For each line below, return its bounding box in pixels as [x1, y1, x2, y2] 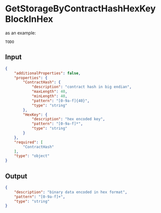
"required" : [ [14, 140, 43, 145]
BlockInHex [5, 13, 54, 25]
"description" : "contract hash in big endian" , [31, 85, 132, 90]
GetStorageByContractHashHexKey [5, 3, 156, 14]
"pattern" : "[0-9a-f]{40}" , [31, 98, 90, 103]
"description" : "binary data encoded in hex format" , [14, 189, 127, 195]
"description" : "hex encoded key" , [31, 117, 106, 122]
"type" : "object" [14, 154, 50, 159]
